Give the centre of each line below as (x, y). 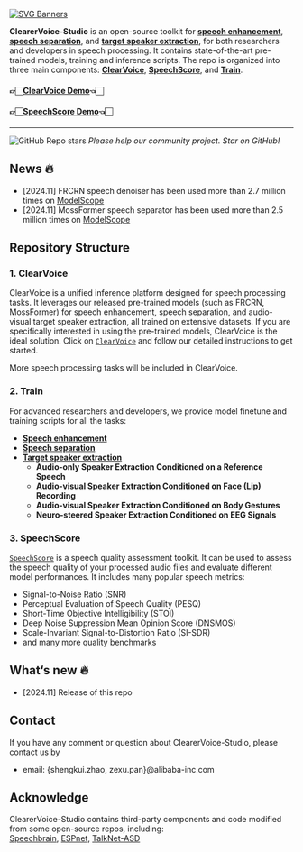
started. (24, 351)
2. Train (26, 391)
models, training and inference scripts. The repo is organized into (159, 60)
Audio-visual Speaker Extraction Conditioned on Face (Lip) (148, 486)
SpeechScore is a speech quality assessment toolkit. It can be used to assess (151, 557)
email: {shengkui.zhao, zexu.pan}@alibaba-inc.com (118, 769)
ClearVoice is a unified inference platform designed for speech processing (147, 293)
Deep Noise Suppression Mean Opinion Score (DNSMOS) (129, 623)
